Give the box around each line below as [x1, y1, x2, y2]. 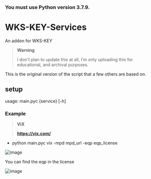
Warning [16, 47, 35, 53]
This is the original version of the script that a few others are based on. [5, 71, 146, 77]
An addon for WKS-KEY [5, 38, 52, 44]
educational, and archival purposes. [16, 62, 89, 67]
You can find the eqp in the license [5, 159, 75, 164]
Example [5, 110, 26, 117]
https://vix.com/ [16, 130, 51, 136]
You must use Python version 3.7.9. [5, 4, 90, 11]
